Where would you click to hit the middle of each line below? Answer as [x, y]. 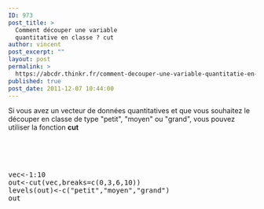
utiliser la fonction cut [44, 127]
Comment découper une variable [66, 30]
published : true [35, 81]
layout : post [29, 60]
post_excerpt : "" [37, 52]
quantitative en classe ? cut [64, 37]
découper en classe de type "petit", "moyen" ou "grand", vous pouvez [122, 119]
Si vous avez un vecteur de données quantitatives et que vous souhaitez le [129, 111]
